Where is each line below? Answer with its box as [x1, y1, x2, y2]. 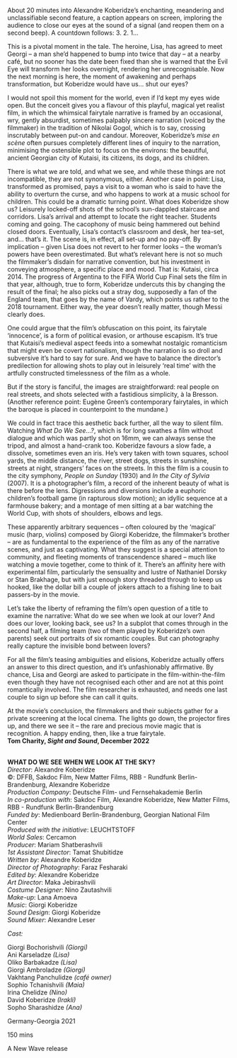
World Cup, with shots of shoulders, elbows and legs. [7, 509, 163, 517]
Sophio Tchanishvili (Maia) [7, 981, 85, 989]
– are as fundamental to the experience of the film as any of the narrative [7, 537, 220, 546]
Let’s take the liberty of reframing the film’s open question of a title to [7, 604, 209, 612]
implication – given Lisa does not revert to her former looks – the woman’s [7, 243, 222, 250]
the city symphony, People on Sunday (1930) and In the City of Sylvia [7, 472, 210, 479]
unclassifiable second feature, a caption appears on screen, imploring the [7, 13, 223, 22]
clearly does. [7, 310, 45, 318]
